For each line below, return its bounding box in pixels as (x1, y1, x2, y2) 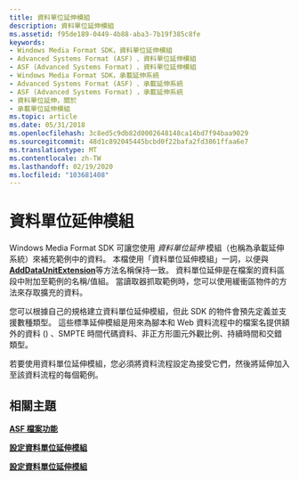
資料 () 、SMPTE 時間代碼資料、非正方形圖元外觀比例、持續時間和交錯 (24, 329, 283, 339)
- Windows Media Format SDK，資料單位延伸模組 (9, 46, 174, 55)
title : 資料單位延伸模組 (9, 12, 91, 22)
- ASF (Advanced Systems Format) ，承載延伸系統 (9, 87, 184, 96)
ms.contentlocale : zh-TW (9, 153, 101, 163)
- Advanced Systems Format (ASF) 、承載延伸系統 (9, 79, 184, 88)
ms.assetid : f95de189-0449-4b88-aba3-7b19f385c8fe (9, 29, 201, 38)
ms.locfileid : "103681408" (9, 170, 109, 179)
